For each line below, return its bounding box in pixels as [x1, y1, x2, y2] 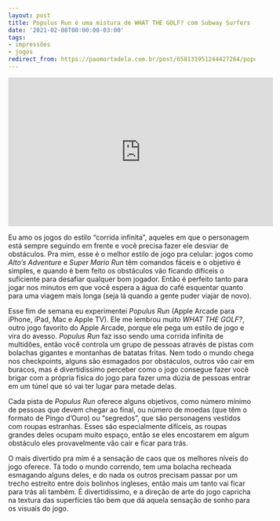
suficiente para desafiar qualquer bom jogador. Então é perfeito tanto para [8, 274, 249, 284]
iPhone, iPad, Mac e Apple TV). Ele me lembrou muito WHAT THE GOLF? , [8, 314, 245, 324]
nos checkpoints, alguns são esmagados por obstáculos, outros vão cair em [8, 356, 255, 365]
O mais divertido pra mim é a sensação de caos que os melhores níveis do [8, 453, 249, 463]
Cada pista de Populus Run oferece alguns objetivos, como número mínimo [8, 396, 252, 405]
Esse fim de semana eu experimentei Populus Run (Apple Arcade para [8, 306, 235, 315]
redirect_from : [8, 56, 58, 64]
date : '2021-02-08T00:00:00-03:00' [8, 26, 125, 34]
